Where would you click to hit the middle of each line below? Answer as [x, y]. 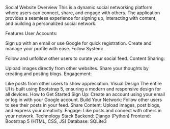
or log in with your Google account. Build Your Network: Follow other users [84, 100]
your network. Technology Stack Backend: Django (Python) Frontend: [78, 116]
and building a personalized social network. [51, 23]
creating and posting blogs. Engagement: [49, 74]
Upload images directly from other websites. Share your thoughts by [77, 68]
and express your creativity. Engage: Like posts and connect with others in [83, 110]
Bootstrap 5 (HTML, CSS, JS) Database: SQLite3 [56, 121]
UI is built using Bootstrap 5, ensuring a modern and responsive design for [83, 89]
